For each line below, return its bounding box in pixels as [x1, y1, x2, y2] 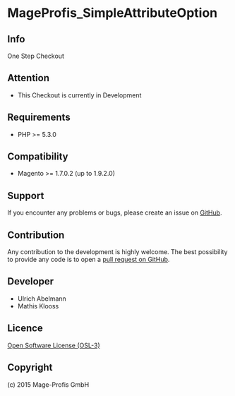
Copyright [7, 361, 53, 373]
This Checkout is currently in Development [17, 90, 142, 100]
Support [7, 189, 44, 202]
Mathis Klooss [17, 301, 59, 310]
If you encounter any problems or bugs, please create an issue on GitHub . [7, 208, 222, 217]
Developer [7, 275, 54, 287]
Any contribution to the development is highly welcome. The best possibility [7, 248, 228, 256]
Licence [7, 323, 44, 335]
